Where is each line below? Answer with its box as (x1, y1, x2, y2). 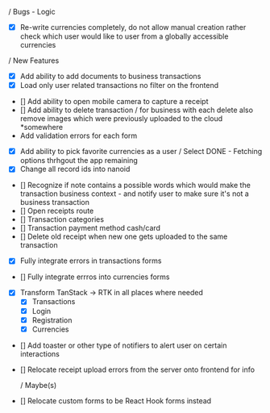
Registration (31, 315, 73, 325)
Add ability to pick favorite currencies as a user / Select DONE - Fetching (19, 147, 263, 156)
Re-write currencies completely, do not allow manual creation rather (19, 23, 247, 31)
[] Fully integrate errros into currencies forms (19, 272, 170, 282)
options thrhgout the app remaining (19, 156, 139, 165)
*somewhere (19, 123, 63, 132)
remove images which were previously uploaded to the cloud (19, 114, 223, 123)
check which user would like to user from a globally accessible (19, 31, 229, 41)
